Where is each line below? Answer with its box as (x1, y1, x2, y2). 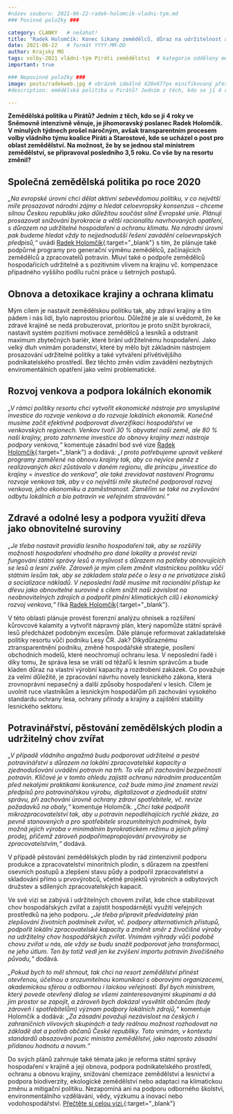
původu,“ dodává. (8, 955, 59, 963)
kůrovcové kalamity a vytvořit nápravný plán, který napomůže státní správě (8, 621, 222, 629)
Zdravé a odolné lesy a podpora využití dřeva (8, 512, 206, 524)
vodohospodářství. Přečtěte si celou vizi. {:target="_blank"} (8, 1099, 176, 1108)
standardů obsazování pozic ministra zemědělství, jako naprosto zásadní (8, 1034, 217, 1043)
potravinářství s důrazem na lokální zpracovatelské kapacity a (8, 759, 187, 767)
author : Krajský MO (8, 48, 64, 55)
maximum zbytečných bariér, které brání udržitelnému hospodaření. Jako (8, 336, 216, 344)
